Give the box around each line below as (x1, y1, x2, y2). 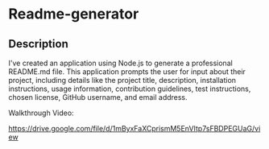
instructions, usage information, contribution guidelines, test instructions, (8, 84, 251, 93)
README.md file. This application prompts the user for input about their (8, 67, 246, 77)
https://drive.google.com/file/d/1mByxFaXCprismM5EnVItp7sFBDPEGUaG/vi (8, 124, 261, 133)
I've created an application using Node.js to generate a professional (8, 58, 234, 68)
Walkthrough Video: (8, 108, 74, 118)
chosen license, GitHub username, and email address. (8, 93, 188, 101)
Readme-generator (8, 5, 139, 23)
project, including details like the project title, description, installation (8, 76, 236, 85)
